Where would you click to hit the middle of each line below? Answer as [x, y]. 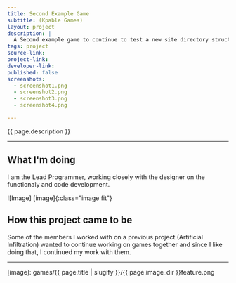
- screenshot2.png [41, 92]
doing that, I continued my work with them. [69, 252]
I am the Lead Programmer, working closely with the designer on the [106, 177]
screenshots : [26, 79]
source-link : [26, 53]
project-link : [28, 60]
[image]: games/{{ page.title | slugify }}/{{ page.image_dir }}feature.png [111, 272]
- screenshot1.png [41, 86]
